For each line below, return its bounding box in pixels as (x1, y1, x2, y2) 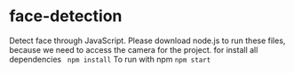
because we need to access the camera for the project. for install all (9, 44, 258, 55)
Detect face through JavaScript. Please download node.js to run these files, (9, 35, 286, 46)
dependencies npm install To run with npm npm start (9, 54, 211, 64)
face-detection (9, 6, 123, 26)
